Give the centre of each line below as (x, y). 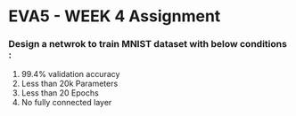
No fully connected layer (66, 103)
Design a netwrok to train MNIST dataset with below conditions (148, 44)
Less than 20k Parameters (70, 84)
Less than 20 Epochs (60, 93)
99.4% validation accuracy (70, 74)
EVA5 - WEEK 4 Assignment (115, 16)
